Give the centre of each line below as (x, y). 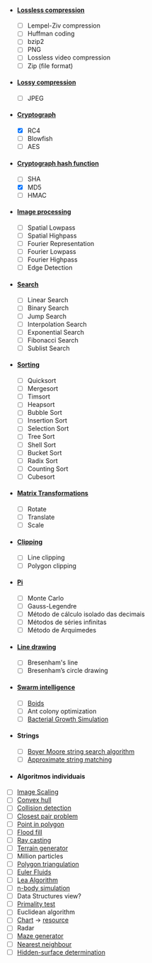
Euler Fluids (34, 872)
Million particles (40, 856)
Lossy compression (46, 82)
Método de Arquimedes (62, 630)
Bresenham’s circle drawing (68, 671)
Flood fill (30, 832)
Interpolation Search (57, 324)
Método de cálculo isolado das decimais (86, 614)
